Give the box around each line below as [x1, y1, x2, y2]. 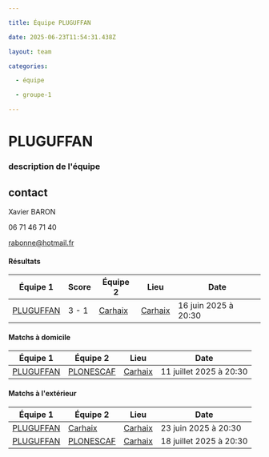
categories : [8, 62, 48, 70]
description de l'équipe [8, 161, 101, 172]
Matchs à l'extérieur [8, 388, 77, 398]
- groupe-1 [15, 91, 52, 99]
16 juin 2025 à [177, 300, 234, 311]
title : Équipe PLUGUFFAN [8, 18, 91, 26]
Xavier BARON [8, 206, 56, 216]
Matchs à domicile [8, 332, 70, 342]
